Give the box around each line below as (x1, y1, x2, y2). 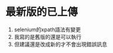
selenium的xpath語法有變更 (14, 26, 81, 33)
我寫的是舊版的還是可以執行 (14, 33, 82, 40)
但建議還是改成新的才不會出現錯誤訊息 (14, 41, 107, 48)
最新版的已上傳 (5, 5, 78, 19)
